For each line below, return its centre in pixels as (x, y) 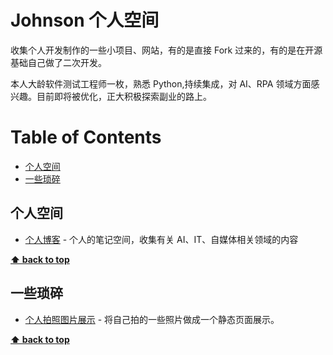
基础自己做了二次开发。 (58, 62)
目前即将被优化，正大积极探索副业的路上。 (124, 96)
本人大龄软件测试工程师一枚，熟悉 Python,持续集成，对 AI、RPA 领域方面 (161, 83)
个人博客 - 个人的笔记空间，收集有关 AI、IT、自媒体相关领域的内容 (161, 239)
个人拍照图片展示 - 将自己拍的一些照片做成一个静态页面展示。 (152, 319)
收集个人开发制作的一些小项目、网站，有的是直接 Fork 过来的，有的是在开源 (166, 50)
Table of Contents (86, 137)
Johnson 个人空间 (85, 20)
